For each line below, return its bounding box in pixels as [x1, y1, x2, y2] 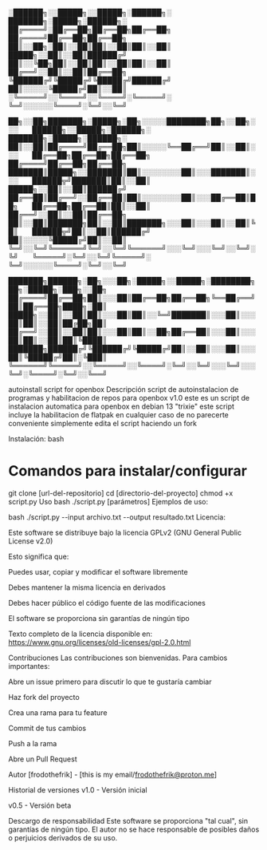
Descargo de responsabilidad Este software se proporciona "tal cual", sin [8, 816, 249, 825]
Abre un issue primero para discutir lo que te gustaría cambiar [8, 677, 212, 686]
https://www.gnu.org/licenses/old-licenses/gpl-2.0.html [8, 637, 191, 646]
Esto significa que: [8, 552, 69, 561]
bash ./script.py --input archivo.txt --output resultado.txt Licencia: [8, 512, 226, 522]
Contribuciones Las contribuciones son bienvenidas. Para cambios [8, 653, 228, 662]
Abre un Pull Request [8, 754, 77, 764]
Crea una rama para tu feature [8, 707, 108, 718]
